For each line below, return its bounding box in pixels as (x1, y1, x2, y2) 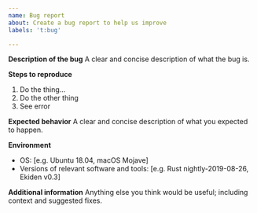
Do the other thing (19, 94, 79, 103)
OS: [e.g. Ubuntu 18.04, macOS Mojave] (19, 156, 149, 165)
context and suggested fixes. (8, 196, 103, 205)
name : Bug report (8, 11, 65, 20)
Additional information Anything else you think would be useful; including (8, 188, 248, 197)
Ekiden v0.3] (19, 172, 61, 182)
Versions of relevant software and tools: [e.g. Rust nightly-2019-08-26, (19, 164, 249, 174)
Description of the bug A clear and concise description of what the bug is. (8, 54, 250, 64)
